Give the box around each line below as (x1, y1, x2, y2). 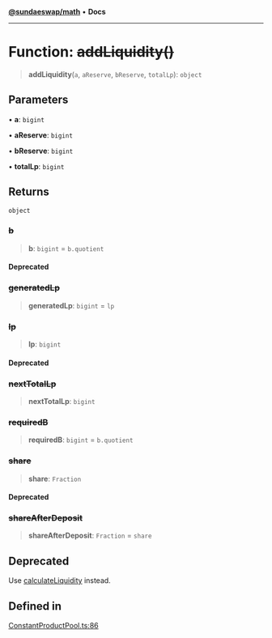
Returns (8, 185, 50, 199)
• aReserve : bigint (8, 130, 73, 140)
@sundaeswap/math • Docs (8, 7, 107, 16)
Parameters (8, 93, 69, 107)
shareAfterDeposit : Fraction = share (28, 530, 152, 541)
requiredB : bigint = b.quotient (28, 435, 134, 444)
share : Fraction (28, 474, 82, 483)
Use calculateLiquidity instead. (8, 576, 111, 585)
